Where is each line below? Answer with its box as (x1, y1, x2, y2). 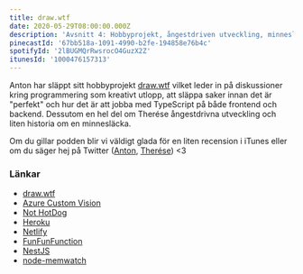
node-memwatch (22, 255, 87, 266)
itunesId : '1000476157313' (9, 55, 111, 64)
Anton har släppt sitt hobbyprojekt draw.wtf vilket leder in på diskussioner (9, 80, 283, 90)
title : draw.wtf (9, 13, 70, 23)
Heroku (22, 217, 50, 228)
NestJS (22, 245, 50, 257)
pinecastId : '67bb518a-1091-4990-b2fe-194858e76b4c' (9, 38, 212, 48)
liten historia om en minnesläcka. (9, 118, 132, 129)
